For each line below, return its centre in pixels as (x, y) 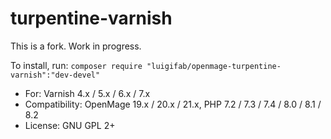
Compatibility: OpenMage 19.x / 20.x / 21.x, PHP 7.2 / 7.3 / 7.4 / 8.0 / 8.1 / (173, 104)
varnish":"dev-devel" (55, 75)
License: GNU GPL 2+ (70, 125)
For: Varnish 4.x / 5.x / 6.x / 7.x (87, 93)
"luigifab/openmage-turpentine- (214, 66)
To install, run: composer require (76, 65)
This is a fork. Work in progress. (76, 46)
